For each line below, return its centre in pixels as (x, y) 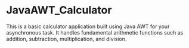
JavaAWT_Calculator (59, 10)
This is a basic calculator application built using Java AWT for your (88, 26)
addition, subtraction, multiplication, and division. (66, 39)
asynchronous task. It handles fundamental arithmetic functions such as (95, 32)
